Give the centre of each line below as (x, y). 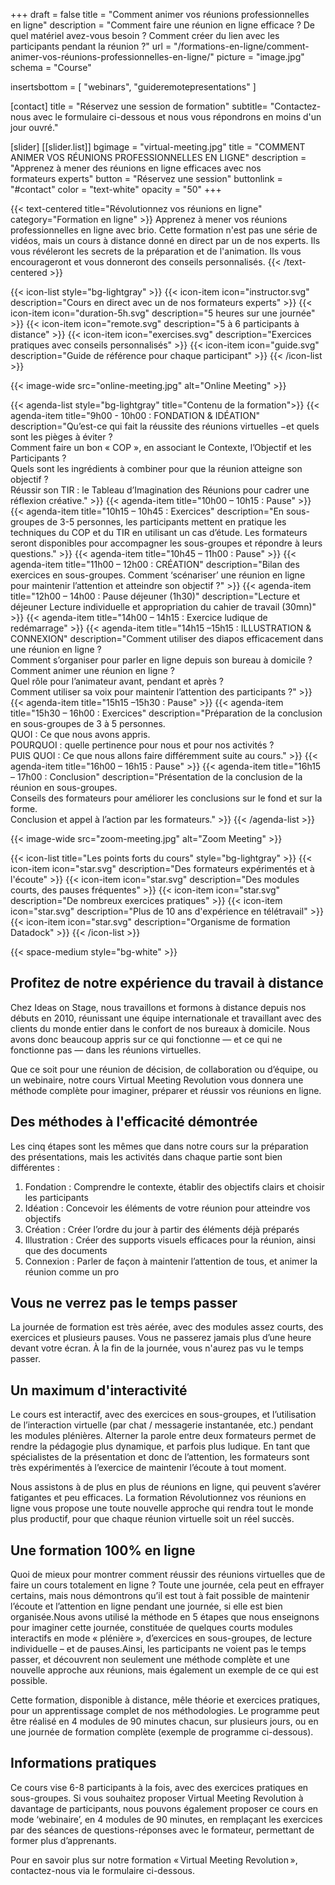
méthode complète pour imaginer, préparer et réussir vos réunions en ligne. (166, 1090)
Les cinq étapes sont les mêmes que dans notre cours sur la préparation (159, 1146)
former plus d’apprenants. (63, 1840)
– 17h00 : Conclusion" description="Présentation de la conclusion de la (156, 777)
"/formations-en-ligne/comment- (241, 46)
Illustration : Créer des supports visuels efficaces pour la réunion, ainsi (170, 1240)
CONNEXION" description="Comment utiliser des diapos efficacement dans (167, 638)
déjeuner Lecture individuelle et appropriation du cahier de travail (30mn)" (163, 607)
